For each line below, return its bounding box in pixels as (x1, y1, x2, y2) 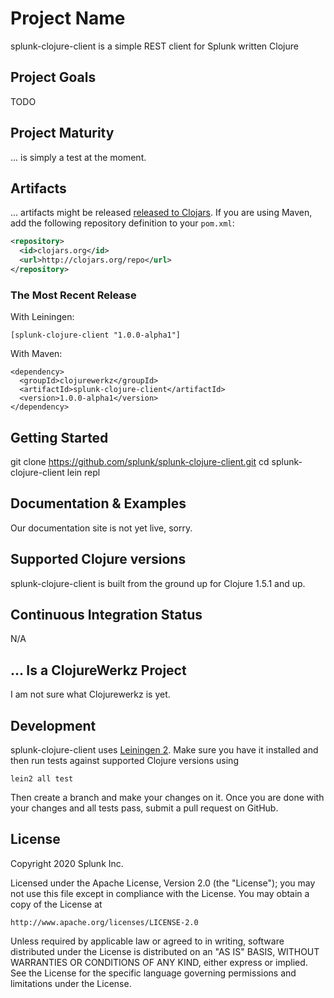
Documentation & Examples (10, 495, 187, 512)
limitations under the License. (10, 977, 132, 989)
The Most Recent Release (10, 288, 137, 302)
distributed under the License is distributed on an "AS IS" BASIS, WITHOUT (10, 945, 320, 957)
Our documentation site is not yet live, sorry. (10, 522, 193, 534)
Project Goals (10, 69, 97, 86)
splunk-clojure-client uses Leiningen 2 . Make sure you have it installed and (10, 744, 319, 756)
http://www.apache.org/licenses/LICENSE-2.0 (10, 917, 199, 927)
